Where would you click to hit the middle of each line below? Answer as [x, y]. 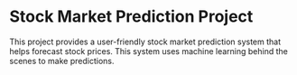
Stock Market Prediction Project [131, 17]
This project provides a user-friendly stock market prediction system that [145, 42]
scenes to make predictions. [62, 61]
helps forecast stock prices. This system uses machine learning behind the [149, 51]
